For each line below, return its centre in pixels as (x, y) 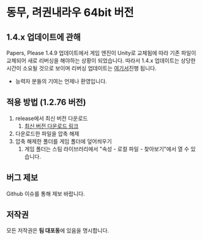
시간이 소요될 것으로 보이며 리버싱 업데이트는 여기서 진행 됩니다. (82, 68)
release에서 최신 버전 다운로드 (51, 118)
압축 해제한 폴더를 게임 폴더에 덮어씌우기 (63, 141)
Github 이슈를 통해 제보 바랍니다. (46, 193)
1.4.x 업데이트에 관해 (43, 37)
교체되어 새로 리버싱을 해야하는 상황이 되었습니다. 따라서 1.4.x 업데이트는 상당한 (101, 61)
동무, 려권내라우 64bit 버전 (70, 13)
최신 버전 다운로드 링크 (51, 126)
